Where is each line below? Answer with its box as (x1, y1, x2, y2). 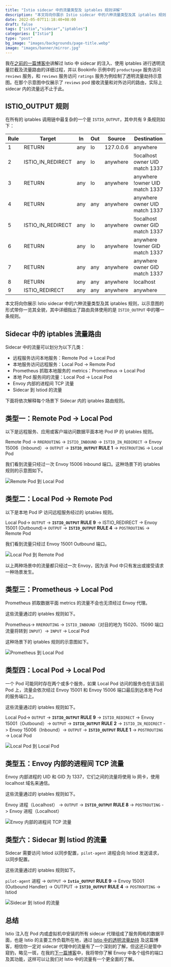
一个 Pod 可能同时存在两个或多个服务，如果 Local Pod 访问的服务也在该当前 (5, 680, 164, 686)
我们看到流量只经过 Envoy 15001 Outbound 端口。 (5, 540, 109, 547)
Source (107, 135, 126, 142)
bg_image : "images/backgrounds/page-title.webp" (5, 41, 110, 46)
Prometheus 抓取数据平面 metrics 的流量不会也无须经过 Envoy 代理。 (5, 600, 150, 606)
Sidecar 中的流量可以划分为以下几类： (5, 344, 85, 350)
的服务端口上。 (5, 693, 37, 699)
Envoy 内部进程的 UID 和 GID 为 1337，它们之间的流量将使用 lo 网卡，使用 (5, 774, 160, 780)
